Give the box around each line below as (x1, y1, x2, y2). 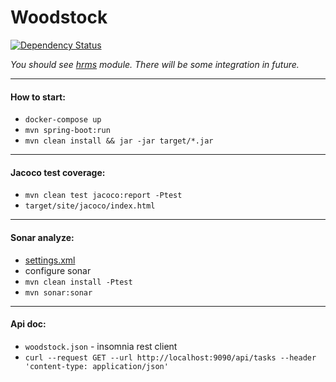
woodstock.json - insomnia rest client (24, 340, 178, 352)
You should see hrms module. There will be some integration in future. (10, 58, 300, 70)
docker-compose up (24, 115, 102, 125)
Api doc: (10, 318, 47, 330)
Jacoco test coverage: (10, 166, 106, 178)
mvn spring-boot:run (24, 126, 111, 136)
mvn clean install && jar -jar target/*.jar (24, 136, 214, 146)
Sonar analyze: (10, 231, 75, 243)
